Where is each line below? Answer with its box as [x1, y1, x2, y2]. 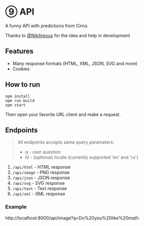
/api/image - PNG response [12, 170, 70, 176]
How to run [5, 81, 41, 89]
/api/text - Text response [12, 185, 67, 192]
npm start [5, 102, 26, 108]
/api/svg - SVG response [12, 180, 65, 186]
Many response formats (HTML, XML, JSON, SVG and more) [12, 60, 138, 66]
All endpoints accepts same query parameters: [17, 139, 114, 145]
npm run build [5, 98, 35, 103]
